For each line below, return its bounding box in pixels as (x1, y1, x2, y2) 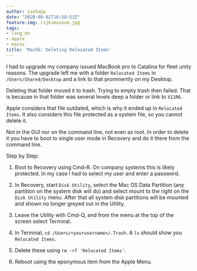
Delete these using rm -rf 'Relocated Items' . (14, 246, 126, 253)
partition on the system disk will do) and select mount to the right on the (14, 188, 189, 195)
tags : (6, 25, 19, 31)
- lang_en (6, 31, 31, 36)
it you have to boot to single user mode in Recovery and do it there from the (6, 135, 189, 142)
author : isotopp (6, 8, 46, 15)
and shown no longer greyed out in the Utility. (14, 200, 125, 207)
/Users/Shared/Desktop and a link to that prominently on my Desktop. (6, 75, 173, 82)
